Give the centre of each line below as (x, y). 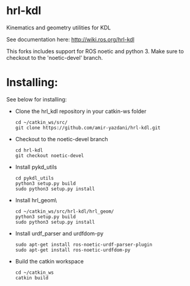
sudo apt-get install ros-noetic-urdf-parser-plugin (84, 244)
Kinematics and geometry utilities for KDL (59, 28)
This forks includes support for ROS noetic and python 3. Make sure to (95, 51)
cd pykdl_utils (35, 178)
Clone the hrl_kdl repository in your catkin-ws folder (81, 111)
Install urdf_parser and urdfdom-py (59, 233)
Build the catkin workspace (49, 261)
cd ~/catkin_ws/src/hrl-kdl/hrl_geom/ (64, 211)
